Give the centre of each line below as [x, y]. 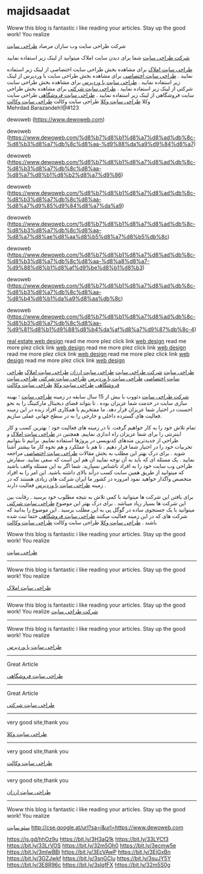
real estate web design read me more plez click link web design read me [97, 341]
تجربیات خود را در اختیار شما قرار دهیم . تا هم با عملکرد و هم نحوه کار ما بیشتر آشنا [100, 446]
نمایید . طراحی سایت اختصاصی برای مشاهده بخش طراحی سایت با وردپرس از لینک [100, 75]
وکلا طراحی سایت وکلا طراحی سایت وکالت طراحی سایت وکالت [79, 101]
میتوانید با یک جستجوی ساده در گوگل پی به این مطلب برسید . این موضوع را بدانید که [101, 509]
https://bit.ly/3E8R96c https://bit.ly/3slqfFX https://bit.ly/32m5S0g [89, 864]
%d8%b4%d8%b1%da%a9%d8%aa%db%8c [64, 298]
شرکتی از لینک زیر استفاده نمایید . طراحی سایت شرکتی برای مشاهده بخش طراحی [100, 88]
